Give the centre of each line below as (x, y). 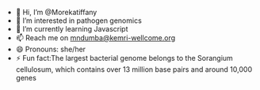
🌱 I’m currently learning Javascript (72, 29)
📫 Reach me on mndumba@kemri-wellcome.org (96, 38)
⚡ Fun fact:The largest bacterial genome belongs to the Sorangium (124, 58)
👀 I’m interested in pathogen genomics (79, 21)
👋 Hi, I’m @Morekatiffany (56, 12)
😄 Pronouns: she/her (50, 49)
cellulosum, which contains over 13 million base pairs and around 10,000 (134, 69)
